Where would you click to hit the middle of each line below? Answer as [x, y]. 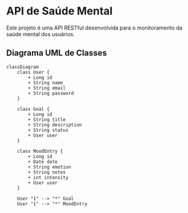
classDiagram [23, 67]
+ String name [45, 82]
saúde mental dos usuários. [41, 34]
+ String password [51, 93]
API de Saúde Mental [59, 11]
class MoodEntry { [40, 151]
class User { [33, 72]
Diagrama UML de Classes [57, 53]
